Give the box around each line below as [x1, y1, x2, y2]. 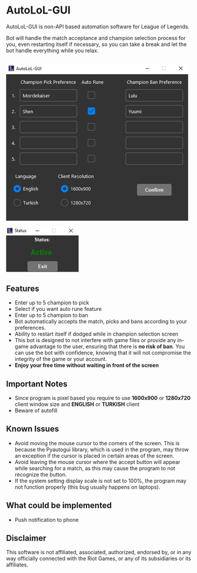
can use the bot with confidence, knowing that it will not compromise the [14, 349, 191, 356]
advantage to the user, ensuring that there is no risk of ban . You [29, 343, 185, 350]
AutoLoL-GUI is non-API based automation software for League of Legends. [6, 23, 190, 30]
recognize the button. [14, 471, 67, 478]
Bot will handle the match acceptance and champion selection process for [6, 34, 186, 41]
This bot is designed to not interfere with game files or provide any [14, 337, 176, 344]
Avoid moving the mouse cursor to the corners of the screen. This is [14, 439, 180, 446]
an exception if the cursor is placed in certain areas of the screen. [14, 452, 175, 459]
